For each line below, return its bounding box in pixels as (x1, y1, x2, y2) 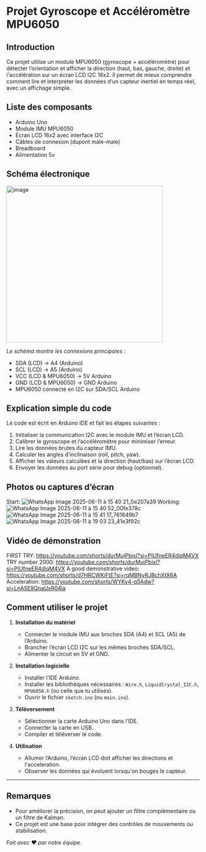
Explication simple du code (6, 403, 112, 414)
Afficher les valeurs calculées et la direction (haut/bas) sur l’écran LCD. (15, 457, 195, 465)
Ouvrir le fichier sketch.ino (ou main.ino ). (24, 693, 130, 701)
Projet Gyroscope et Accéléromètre (6, 4, 190, 18)
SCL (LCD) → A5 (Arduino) (15, 366, 83, 373)
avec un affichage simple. (6, 84, 72, 92)
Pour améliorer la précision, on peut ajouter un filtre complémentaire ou (15, 807, 196, 815)
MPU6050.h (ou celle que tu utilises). (24, 687, 113, 694)
